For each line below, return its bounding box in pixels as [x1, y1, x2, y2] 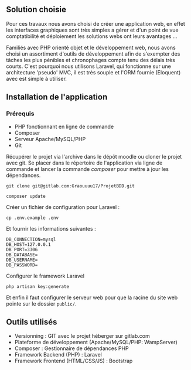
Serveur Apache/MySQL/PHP [14, 135, 86, 142]
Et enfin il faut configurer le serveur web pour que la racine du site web [6, 294, 178, 301]
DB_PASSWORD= [6, 262, 38, 268]
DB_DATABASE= [6, 252, 38, 258]
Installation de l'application [6, 92, 108, 102]
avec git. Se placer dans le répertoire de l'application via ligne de [6, 159, 163, 166]
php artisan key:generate [6, 283, 69, 289]
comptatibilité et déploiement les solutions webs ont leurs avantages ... [6, 32, 178, 40]
